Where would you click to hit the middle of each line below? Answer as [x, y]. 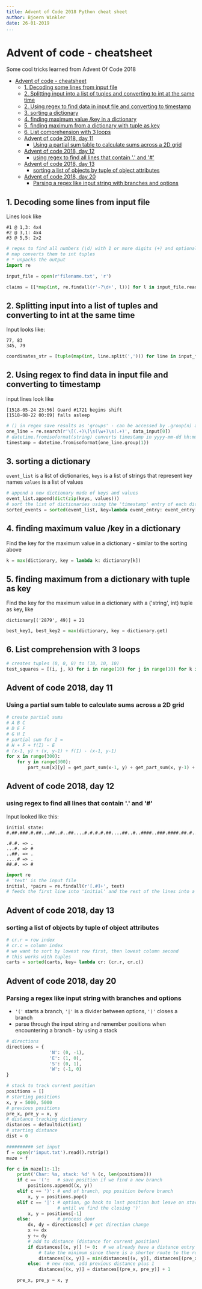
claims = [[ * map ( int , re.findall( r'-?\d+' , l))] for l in [80, 287]
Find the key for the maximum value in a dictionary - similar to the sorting [97, 543]
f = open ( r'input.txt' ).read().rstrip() [58, 1152]
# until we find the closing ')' [99, 1208]
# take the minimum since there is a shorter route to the [114, 1253]
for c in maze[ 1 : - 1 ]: [33, 1169]
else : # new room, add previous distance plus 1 [91, 1264]
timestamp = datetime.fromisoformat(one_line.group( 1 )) [78, 442]
